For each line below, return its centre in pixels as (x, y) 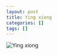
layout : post (22, 12)
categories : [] (25, 23)
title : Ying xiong (29, 17)
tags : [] (17, 28)
